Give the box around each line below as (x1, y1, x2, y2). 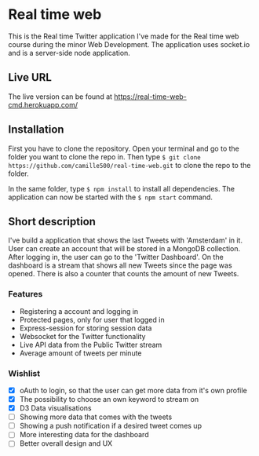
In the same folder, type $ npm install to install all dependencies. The (8, 184, 235, 193)
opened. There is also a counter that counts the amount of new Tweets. (8, 269, 239, 279)
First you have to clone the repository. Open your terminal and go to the (8, 144, 239, 153)
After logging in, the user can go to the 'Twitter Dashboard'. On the (8, 253, 224, 262)
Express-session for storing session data (19, 323, 152, 333)
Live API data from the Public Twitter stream (19, 340, 162, 349)
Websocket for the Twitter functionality (19, 331, 146, 341)
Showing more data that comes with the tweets (19, 412, 173, 421)
